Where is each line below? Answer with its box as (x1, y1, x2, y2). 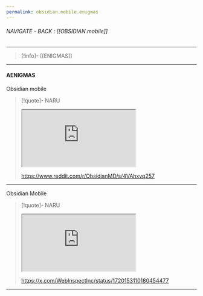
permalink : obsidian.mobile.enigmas (6, 8, 98, 15)
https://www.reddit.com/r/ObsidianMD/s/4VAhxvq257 (21, 172, 155, 180)
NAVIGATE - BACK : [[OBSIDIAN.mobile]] (6, 28, 108, 35)
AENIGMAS (6, 72, 36, 79)
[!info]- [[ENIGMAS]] (21, 52, 72, 59)
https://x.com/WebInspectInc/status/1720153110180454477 (21, 277, 169, 284)
